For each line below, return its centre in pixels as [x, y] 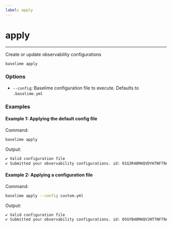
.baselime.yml [28, 94]
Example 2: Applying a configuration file [49, 175]
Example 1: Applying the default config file [51, 119]
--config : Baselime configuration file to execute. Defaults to [76, 88]
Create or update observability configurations [53, 54]
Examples [18, 106]
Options [15, 77]
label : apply [19, 10]
